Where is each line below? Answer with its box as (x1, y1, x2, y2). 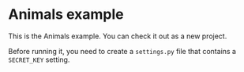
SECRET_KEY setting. (8, 55, 70, 64)
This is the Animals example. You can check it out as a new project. (8, 31, 227, 41)
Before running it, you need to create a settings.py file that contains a (8, 46, 237, 56)
